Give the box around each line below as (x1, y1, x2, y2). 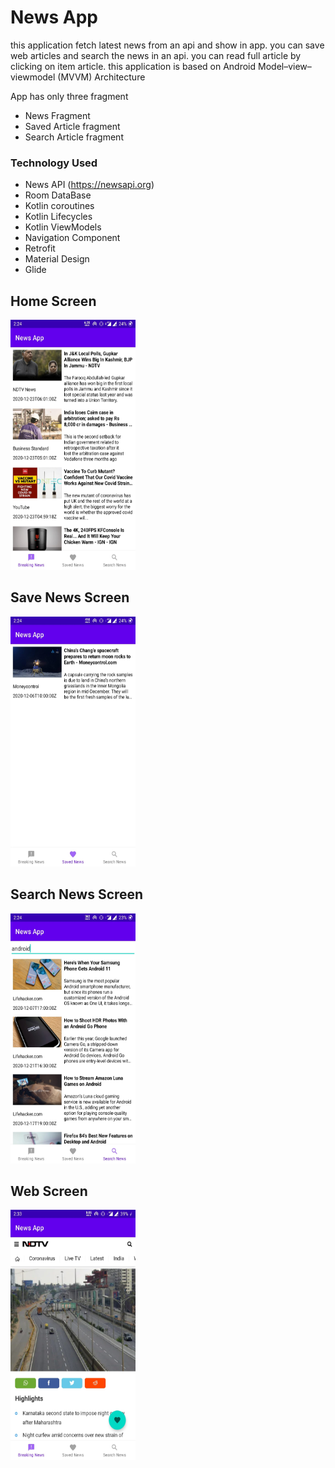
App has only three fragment (10, 90, 129, 102)
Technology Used (10, 156, 98, 170)
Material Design (24, 253, 90, 265)
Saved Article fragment (24, 120, 121, 132)
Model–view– (258, 60, 312, 72)
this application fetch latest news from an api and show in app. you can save (10, 39, 325, 51)
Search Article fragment (24, 131, 124, 143)
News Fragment (24, 109, 91, 121)
